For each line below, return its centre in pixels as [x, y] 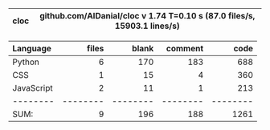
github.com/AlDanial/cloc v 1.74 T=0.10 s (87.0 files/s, [147, 16]
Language [32, 49]
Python [26, 62]
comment [184, 49]
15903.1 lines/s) [147, 26]
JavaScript [33, 88]
